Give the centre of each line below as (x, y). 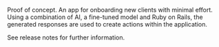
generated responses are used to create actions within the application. (107, 24)
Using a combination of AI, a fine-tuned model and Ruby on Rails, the (105, 17)
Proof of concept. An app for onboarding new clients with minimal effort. (110, 10)
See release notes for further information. (66, 37)
